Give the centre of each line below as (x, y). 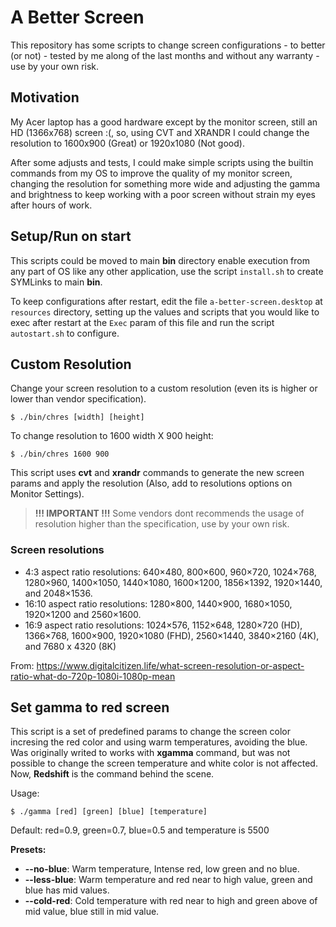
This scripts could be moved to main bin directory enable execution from (160, 260)
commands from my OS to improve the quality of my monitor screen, (151, 173)
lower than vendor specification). (78, 399)
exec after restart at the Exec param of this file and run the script (142, 322)
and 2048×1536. (58, 593)
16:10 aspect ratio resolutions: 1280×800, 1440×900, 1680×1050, (158, 603)
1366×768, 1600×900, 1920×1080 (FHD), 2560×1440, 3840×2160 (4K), (172, 635)
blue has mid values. (67, 890)
